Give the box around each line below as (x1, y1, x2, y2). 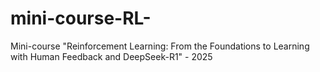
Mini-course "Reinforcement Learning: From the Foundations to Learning (10, 40, 310, 52)
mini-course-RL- (10, 7, 152, 30)
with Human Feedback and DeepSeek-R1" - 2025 (10, 50, 213, 62)
